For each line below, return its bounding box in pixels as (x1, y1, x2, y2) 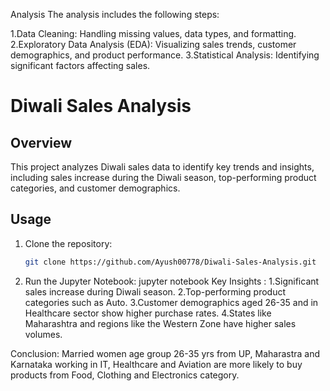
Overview (10, 134, 73, 151)
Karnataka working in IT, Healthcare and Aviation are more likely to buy (10, 358, 303, 370)
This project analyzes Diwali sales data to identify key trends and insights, (10, 161, 315, 173)
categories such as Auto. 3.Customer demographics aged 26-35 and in (24, 296, 319, 308)
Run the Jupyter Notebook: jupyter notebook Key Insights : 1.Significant (24, 275, 320, 287)
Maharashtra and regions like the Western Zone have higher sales (24, 317, 297, 329)
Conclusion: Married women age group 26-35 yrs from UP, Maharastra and (10, 347, 321, 359)
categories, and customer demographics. (10, 182, 181, 194)
